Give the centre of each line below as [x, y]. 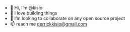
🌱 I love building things [34, 13]
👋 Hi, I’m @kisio [26, 8]
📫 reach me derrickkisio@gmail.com [48, 24]
